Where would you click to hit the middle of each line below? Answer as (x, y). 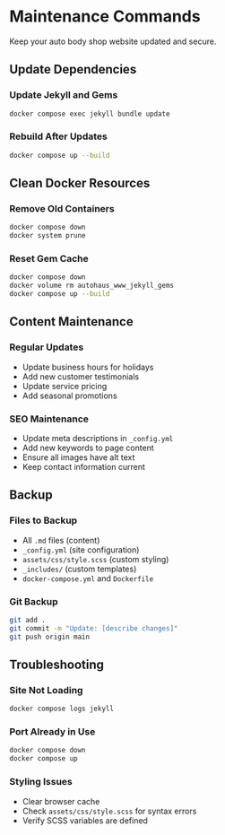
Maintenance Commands (105, 17)
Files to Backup (43, 520)
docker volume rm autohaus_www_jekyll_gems (92, 286)
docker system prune (48, 236)
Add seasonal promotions (70, 396)
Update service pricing (65, 386)
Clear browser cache (61, 801)
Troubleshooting (57, 665)
